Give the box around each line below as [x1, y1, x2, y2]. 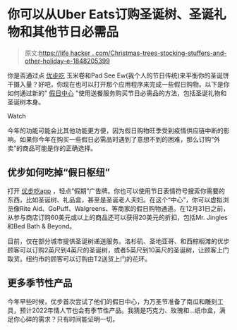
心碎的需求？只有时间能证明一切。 [19, 314, 119, 323]
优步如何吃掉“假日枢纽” [7, 166, 111, 178]
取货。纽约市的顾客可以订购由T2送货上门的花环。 [7, 255, 152, 263]
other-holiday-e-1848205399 [24, 56, 111, 65]
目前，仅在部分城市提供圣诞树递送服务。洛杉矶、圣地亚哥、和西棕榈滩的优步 [7, 237, 230, 245]
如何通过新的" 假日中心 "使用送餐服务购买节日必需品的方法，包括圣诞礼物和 [7, 89, 227, 97]
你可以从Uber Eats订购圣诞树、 [7, 6, 189, 23]
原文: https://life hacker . [24, 49, 94, 57]
